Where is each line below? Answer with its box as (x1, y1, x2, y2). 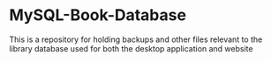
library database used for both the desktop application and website (9, 43, 253, 53)
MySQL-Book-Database (9, 5, 187, 25)
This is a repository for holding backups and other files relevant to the (9, 34, 263, 45)
